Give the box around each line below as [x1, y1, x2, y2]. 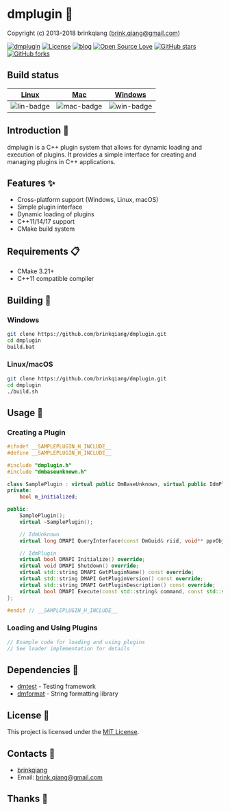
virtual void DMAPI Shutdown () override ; [19, 562, 139, 569]
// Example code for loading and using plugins [7, 639, 146, 646]
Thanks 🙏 [7, 793, 49, 805]
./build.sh [7, 388, 38, 395]
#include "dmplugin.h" [7, 461, 72, 469]
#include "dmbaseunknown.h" [7, 468, 88, 475]
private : [7, 487, 32, 494]
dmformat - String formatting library [16, 689, 118, 698]
